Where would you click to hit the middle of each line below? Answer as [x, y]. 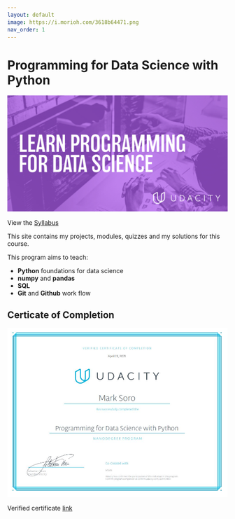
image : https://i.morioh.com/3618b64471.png [73, 22]
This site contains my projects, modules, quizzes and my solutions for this [114, 236]
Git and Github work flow [54, 293]
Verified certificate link [40, 508]
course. [18, 243]
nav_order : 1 [26, 29]
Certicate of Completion [61, 315]
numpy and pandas [46, 278]
